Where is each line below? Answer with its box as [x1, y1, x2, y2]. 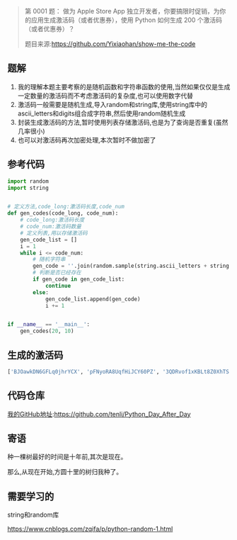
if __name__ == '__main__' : [7, 321, 91, 328]
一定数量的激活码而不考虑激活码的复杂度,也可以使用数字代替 [17, 91, 193, 100]
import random [7, 177, 50, 185]
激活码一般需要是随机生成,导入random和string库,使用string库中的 [17, 100, 207, 108]
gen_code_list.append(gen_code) [45, 296, 141, 303]
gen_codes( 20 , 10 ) [20, 327, 74, 335]
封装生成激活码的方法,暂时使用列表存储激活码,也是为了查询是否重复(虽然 [17, 118, 229, 126]
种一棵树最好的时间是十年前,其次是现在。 [7, 453, 127, 461]
